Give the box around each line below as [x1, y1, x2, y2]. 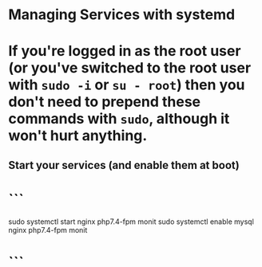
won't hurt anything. [8, 127, 148, 145]
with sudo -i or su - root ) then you [8, 76, 245, 94]
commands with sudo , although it [8, 110, 230, 128]
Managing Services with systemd [8, 6, 236, 24]
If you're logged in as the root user [8, 42, 241, 61]
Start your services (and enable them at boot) [8, 158, 240, 172]
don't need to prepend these [8, 93, 201, 111]
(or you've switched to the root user [8, 59, 252, 77]
